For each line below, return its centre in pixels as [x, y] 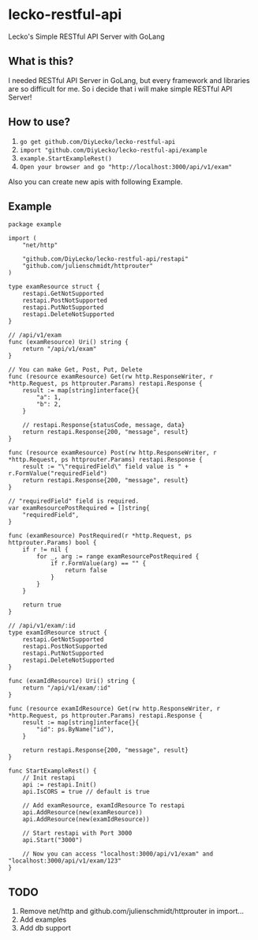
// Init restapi [49, 778]
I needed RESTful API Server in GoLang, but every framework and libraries [129, 80]
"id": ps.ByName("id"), [75, 730]
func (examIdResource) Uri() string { [72, 681]
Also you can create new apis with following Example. [95, 181]
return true [42, 605]
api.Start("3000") [52, 840]
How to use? [39, 122]
